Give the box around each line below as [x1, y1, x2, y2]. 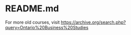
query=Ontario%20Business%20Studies [5, 24, 89, 30]
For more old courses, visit [5, 19, 60, 25]
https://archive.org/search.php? [60, 19, 126, 25]
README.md [5, 3, 59, 14]
